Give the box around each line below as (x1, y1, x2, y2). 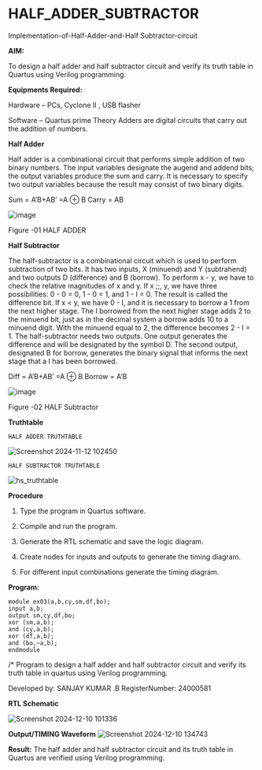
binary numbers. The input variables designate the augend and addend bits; (8, 162, 254, 172)
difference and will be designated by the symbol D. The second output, (8, 340, 238, 349)
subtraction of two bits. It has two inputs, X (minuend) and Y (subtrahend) (8, 264, 248, 273)
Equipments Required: (8, 84, 83, 95)
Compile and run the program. (19, 521, 118, 530)
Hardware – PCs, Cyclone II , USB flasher (8, 100, 142, 110)
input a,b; (8, 604, 44, 612)
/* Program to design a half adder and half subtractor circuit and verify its (8, 660, 246, 669)
